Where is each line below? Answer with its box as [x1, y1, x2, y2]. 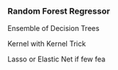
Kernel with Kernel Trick [7, 39, 86, 49]
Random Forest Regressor [7, 6, 111, 17]
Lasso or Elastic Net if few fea [7, 54, 106, 64]
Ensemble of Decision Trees [7, 24, 100, 33]
